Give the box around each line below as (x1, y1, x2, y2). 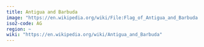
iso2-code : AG (6, 20, 43, 26)
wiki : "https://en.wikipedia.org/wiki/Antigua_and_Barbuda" (6, 32, 163, 38)
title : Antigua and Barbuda (6, 9, 78, 15)
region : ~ (6, 26, 32, 32)
